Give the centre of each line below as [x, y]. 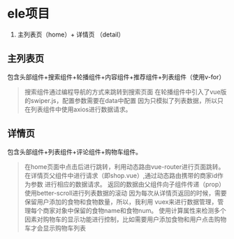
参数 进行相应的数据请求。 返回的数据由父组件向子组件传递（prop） [128, 184]
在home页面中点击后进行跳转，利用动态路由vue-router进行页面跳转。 [124, 166]
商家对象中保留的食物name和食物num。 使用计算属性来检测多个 [135, 210]
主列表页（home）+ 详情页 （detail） [71, 34]
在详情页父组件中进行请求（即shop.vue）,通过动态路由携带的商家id [121, 175]
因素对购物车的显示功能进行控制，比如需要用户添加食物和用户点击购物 [125, 219]
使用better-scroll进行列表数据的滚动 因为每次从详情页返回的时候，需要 [125, 193]
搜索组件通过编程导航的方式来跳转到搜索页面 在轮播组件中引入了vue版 [125, 92]
